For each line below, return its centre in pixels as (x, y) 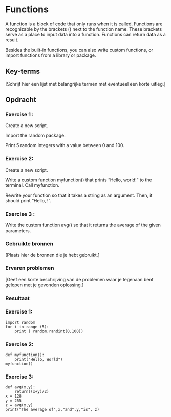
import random (20, 322)
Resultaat (17, 298)
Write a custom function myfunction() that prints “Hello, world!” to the (79, 180)
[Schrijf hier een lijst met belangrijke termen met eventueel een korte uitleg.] (85, 84)
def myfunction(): (25, 355)
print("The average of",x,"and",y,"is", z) (52, 410)
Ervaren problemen (30, 268)
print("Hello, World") (39, 360)
